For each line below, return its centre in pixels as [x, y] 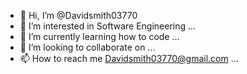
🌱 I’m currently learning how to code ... [99, 36]
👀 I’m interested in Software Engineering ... [108, 26]
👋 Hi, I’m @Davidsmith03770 [78, 15]
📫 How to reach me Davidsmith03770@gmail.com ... [129, 58]
